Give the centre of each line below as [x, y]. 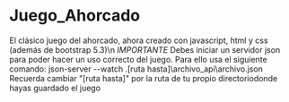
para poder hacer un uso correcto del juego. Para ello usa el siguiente [138, 59]
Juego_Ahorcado [75, 16]
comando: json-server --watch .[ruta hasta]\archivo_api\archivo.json [136, 69]
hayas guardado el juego [55, 88]
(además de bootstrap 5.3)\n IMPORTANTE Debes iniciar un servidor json [145, 49]
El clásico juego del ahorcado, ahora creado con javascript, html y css [139, 40]
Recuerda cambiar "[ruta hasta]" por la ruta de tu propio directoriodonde [144, 78]
